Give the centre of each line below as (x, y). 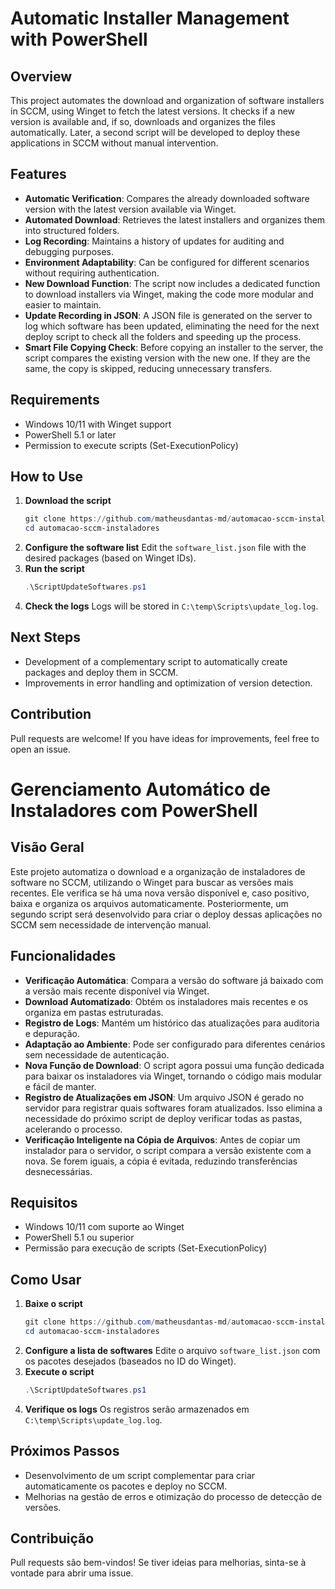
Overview (41, 76)
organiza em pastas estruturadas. (94, 1012)
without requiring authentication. (92, 273)
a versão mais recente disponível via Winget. (117, 991)
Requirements (55, 400)
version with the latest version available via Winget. (130, 209)
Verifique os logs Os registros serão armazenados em (137, 1409)
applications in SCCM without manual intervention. (114, 143)
